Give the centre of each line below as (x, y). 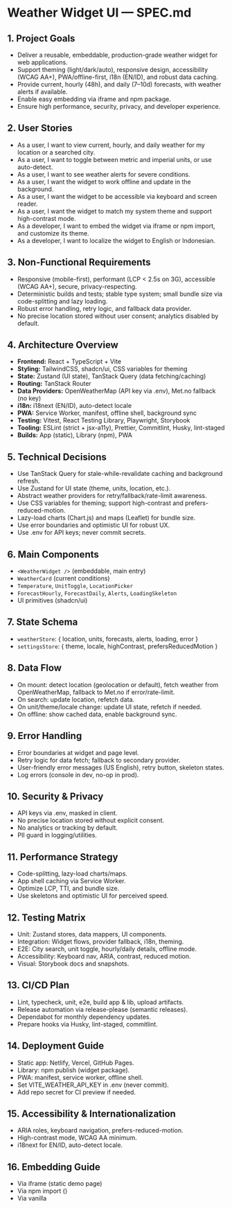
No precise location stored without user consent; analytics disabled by (118, 316)
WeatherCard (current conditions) (63, 578)
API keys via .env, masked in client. (67, 813)
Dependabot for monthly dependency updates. (84, 1017)
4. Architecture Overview (63, 345)
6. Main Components (53, 554)
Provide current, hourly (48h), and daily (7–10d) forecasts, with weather (119, 84)
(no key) (29, 398)
